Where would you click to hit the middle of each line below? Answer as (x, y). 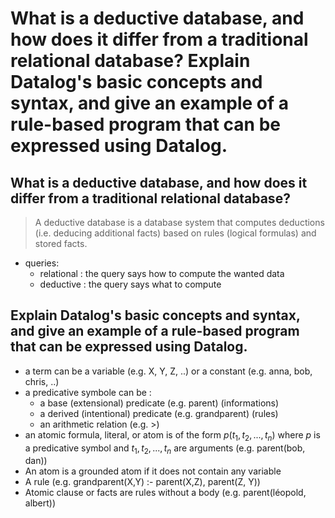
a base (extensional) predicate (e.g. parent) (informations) (159, 403)
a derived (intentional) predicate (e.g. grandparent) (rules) (159, 413)
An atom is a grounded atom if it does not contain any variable (153, 471)
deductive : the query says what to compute (130, 284)
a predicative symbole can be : (88, 392)
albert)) (40, 503)
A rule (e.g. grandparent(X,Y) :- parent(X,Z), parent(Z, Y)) (142, 482)
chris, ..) (42, 381)
